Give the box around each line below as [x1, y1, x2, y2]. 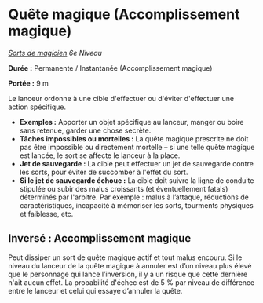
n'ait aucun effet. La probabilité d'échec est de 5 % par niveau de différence [8, 277, 255, 287]
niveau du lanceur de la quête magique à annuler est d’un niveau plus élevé [8, 261, 252, 270]
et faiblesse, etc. [19, 209, 74, 218]
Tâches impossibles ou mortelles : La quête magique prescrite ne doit [19, 133, 249, 143]
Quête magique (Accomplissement [8, 5, 240, 24]
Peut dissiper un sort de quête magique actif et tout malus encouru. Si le [8, 253, 243, 262]
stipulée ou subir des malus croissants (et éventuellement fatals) [19, 184, 228, 193]
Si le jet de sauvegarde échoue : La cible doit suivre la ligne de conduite [19, 175, 254, 185]
